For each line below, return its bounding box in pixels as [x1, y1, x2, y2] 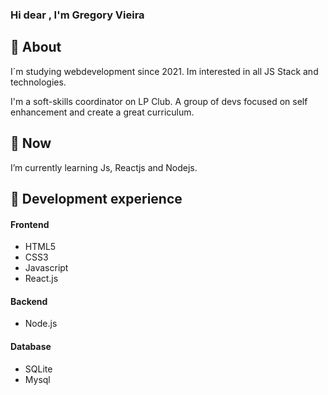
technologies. [10, 76, 67, 88]
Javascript [24, 262, 69, 274]
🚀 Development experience [10, 190, 183, 207]
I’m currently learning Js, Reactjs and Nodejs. [10, 161, 198, 173]
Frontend [10, 218, 50, 230]
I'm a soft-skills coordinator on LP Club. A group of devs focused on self [10, 95, 308, 107]
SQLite [24, 363, 53, 375]
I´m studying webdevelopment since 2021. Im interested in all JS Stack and [10, 65, 319, 77]
